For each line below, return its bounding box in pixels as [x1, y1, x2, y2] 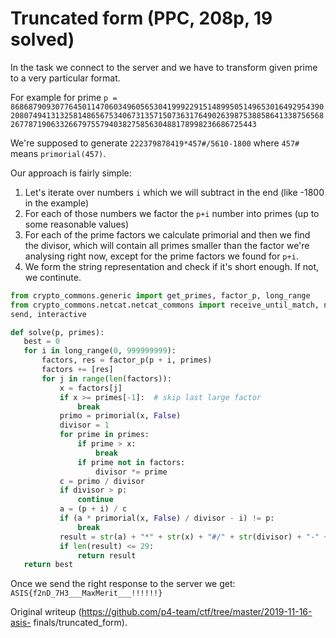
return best [23, 560, 74, 570]
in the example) [24, 197, 90, 209]
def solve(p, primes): [10, 327, 105, 337]
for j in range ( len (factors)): [41, 373, 172, 384]
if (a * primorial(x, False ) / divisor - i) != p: [59, 513, 275, 524]
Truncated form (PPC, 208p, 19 [10, 7, 273, 30]
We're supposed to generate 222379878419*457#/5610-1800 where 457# [10, 137, 300, 149]
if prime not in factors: [77, 457, 186, 467]
